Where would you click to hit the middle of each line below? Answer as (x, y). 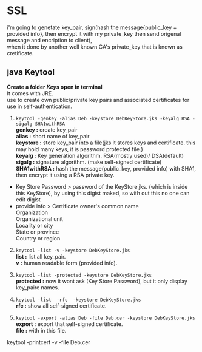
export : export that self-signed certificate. (69, 324)
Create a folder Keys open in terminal (55, 87)
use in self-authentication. (39, 106)
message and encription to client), (50, 40)
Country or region (38, 238)
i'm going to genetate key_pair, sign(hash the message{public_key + (92, 27)
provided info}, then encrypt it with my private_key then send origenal (94, 33)
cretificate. (20, 53)
